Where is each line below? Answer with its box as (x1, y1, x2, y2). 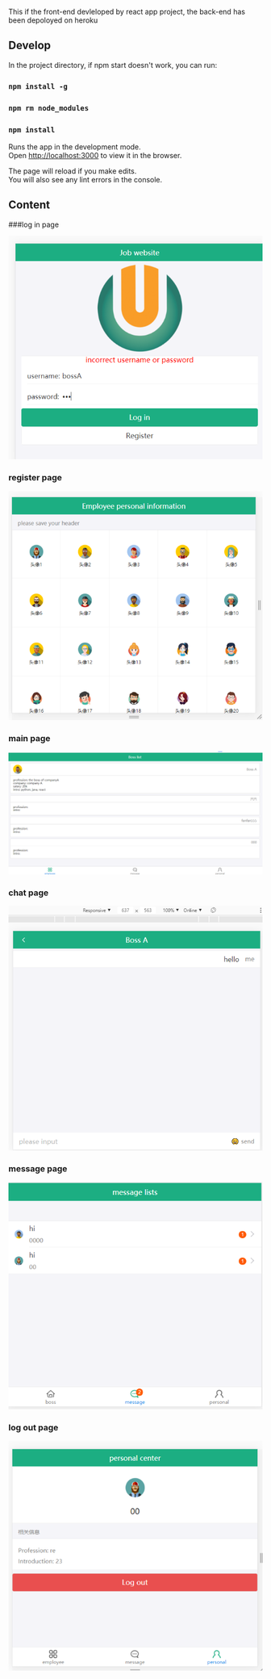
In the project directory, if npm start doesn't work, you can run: (8, 60, 218, 69)
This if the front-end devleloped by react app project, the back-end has (8, 7, 246, 16)
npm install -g (8, 82, 69, 91)
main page (8, 732, 51, 743)
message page (8, 1162, 68, 1174)
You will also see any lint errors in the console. (8, 174, 163, 184)
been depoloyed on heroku (8, 15, 98, 25)
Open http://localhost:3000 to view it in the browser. (8, 150, 182, 160)
